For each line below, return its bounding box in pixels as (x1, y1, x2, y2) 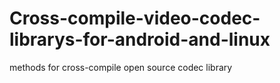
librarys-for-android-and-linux (9, 28, 271, 51)
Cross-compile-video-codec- (9, 7, 261, 30)
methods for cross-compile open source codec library (9, 61, 233, 73)
